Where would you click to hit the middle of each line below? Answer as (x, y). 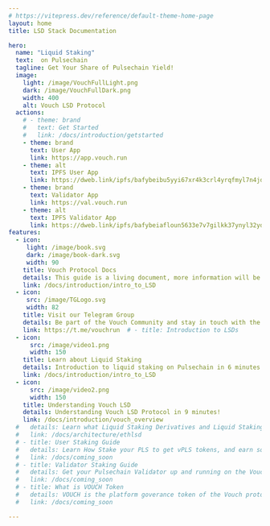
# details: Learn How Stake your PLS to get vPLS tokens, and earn (134, 449)
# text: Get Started (61, 128)
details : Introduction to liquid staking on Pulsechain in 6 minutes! (143, 367)
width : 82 (43, 308)
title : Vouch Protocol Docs (70, 270)
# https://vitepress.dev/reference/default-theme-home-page (111, 16)
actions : (30, 113)
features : (25, 233)
